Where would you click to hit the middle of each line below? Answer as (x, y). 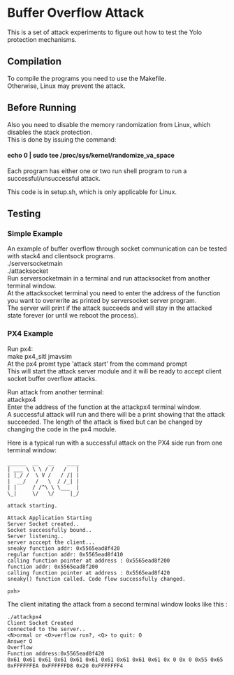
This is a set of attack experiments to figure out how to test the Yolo (105, 32)
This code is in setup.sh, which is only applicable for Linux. (92, 192)
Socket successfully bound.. (50, 530)
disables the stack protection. (50, 132)
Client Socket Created (40, 623)
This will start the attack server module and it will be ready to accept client (115, 371)
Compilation (34, 62)
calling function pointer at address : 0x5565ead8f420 (89, 573)
